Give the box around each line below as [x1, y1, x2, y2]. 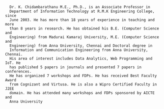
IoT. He [5, 60, 21, 65]
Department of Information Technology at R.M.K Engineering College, [9, 9, 155, 14]
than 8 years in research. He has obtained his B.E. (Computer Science [9, 26, 160, 31]
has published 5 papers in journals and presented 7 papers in [9, 65, 141, 70]
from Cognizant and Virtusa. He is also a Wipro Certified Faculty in [9, 82, 157, 87]
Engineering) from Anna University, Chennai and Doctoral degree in [9, 43, 153, 48]
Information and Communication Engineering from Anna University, [9, 48, 148, 53]
